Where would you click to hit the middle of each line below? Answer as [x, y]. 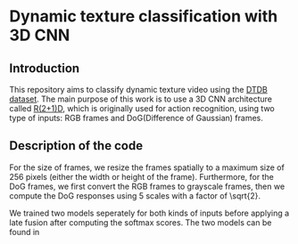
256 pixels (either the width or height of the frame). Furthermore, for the [141, 176]
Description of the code [76, 146]
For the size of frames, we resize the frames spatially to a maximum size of [147, 167]
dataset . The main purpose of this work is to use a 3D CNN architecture [141, 99]
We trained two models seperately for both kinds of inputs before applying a [149, 213]
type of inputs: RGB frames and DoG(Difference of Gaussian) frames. [136, 118]
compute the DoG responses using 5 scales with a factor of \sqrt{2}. [135, 195]
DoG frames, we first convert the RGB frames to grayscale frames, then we [147, 186]
